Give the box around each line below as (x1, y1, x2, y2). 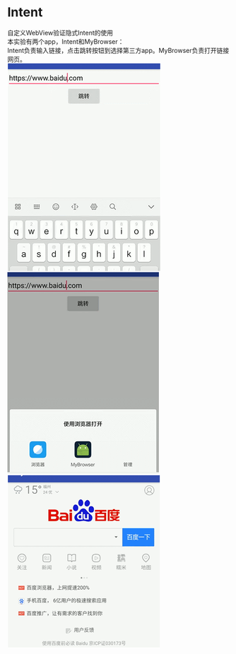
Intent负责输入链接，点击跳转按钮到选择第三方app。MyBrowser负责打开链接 (7, 46, 230, 54)
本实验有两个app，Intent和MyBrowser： (7, 37, 124, 46)
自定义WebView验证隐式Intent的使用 (7, 28, 114, 37)
